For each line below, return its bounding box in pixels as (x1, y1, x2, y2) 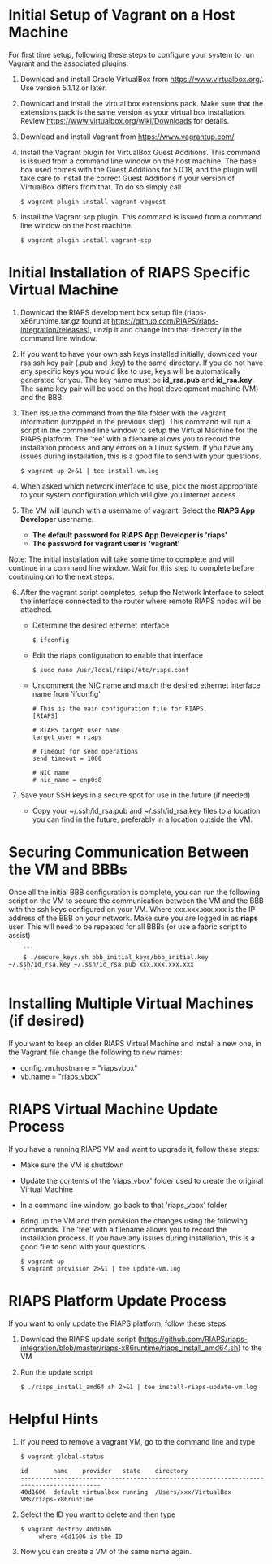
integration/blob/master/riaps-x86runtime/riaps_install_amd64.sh (19, 1343, 239, 1353)
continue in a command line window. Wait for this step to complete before (8, 563, 255, 572)
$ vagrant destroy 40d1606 (19, 1525, 112, 1533)
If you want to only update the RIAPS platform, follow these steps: (8, 1319, 228, 1328)
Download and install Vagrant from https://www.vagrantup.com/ (19, 132, 235, 141)
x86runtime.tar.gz (19, 315, 80, 326)
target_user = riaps (32, 733, 102, 741)
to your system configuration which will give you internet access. (19, 489, 238, 499)
